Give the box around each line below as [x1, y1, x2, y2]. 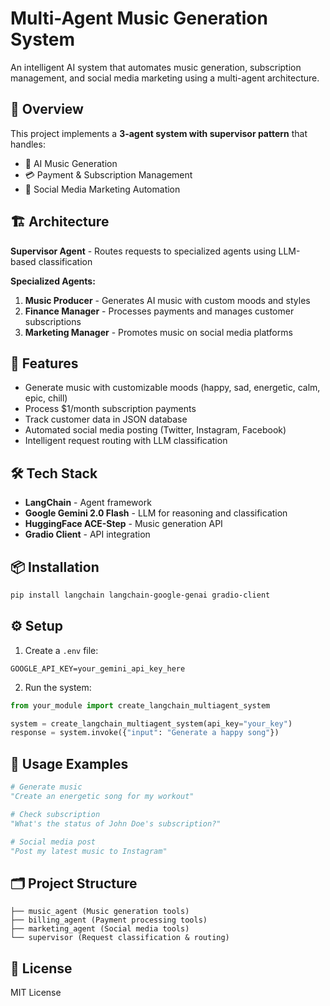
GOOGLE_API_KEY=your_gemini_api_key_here [10, 663, 186, 674]
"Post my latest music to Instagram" [10, 846, 168, 856]
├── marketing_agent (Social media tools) [10, 924, 190, 934]
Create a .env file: [24, 644, 99, 656]
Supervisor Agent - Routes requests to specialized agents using [10, 245, 277, 257]
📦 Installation [10, 558, 100, 576]
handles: [10, 138, 46, 150]
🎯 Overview [10, 101, 84, 118]
